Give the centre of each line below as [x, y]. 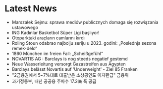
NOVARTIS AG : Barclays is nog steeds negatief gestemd [70, 59]
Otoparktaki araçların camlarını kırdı [48, 38]
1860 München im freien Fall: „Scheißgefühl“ [57, 53]
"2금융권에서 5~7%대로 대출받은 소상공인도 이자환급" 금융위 [70, 75]
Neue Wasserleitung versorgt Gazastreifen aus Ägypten [69, 64]
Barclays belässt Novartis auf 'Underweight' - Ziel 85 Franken [75, 69]
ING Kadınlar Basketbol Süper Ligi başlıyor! [55, 32]
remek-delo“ [25, 48]
